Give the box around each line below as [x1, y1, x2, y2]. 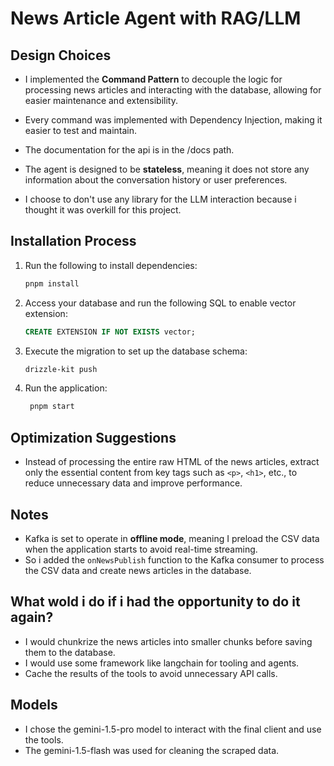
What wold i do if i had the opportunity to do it [10, 593, 301, 611]
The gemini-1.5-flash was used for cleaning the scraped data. [24, 744, 280, 756]
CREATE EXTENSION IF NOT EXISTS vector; [24, 327, 196, 337]
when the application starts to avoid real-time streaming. [24, 543, 258, 555]
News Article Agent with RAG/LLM [10, 7, 302, 30]
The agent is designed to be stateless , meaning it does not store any [24, 163, 310, 175]
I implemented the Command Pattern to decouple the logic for [24, 73, 283, 85]
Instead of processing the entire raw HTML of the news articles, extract [24, 456, 320, 468]
